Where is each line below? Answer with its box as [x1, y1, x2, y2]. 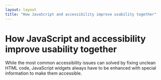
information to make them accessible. [5, 70, 82, 77]
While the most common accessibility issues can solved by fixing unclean [5, 60, 156, 66]
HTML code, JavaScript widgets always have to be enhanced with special [5, 65, 157, 71]
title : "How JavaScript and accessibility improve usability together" [5, 12, 157, 17]
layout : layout [5, 7, 37, 12]
